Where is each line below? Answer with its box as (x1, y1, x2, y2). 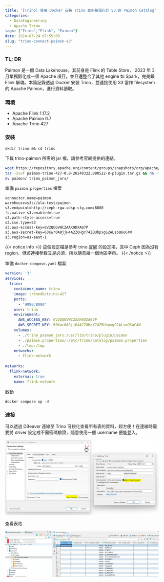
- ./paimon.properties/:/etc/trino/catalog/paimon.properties (18, 338, 147, 343)
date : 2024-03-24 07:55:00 (5, 34, 60, 39)
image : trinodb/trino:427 (14, 291, 67, 296)
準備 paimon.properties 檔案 (5, 185, 62, 191)
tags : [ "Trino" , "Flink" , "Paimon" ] (5, 28, 78, 34)
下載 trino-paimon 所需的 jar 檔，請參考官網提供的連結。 (5, 155, 118, 161)
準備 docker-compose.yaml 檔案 (5, 261, 66, 267)
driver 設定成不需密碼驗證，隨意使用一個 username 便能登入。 (14, 429, 141, 435)
